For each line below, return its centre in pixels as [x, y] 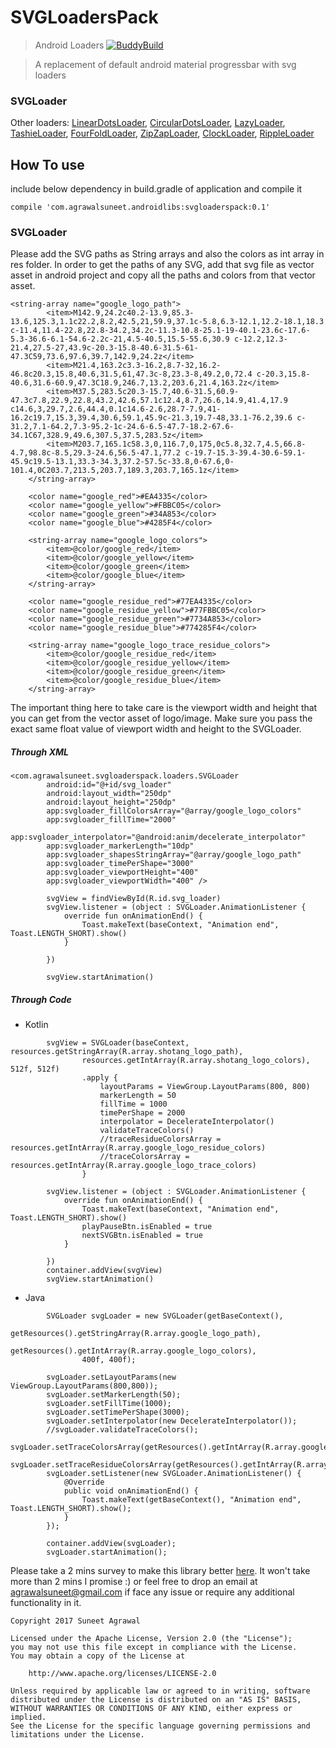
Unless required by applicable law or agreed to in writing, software [160, 1691]
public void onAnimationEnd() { [131, 1491]
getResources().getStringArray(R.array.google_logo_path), [136, 1334]
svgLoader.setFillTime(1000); [109, 1404]
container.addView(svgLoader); [111, 1544]
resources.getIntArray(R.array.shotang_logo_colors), [196, 1061]
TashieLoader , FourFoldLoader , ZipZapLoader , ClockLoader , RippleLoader [162, 133]
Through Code [41, 999]
